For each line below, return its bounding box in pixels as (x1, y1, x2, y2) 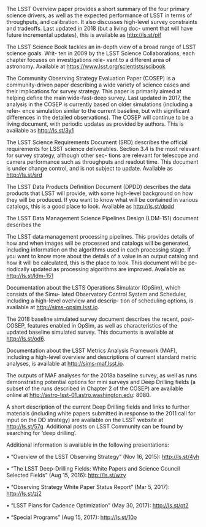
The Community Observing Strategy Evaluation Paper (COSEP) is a (6, 75, 176, 82)
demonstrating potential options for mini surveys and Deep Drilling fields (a (6, 379, 196, 385)
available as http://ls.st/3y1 (6, 127, 74, 134)
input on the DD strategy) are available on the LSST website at (6, 417, 164, 423)
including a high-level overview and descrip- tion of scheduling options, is (6, 297, 194, 304)
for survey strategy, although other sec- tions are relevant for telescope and (6, 152, 199, 159)
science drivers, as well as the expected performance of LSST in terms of (6, 12, 193, 19)
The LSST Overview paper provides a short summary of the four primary (6, 6, 190, 12)
